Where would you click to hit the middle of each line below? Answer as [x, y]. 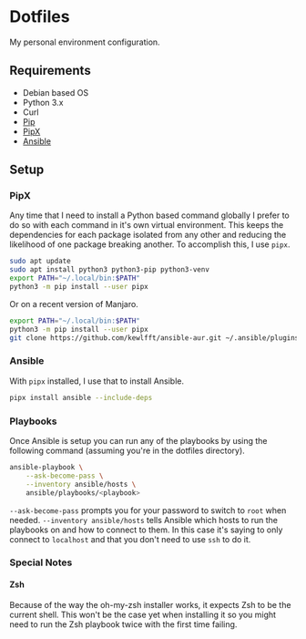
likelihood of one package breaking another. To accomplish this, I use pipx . [150, 244]
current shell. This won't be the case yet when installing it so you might [143, 614]
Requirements [50, 71]
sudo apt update [40, 262]
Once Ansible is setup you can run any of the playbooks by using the [138, 441]
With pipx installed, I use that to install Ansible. [97, 381]
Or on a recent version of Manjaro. [74, 304]
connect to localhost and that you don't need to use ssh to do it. [130, 539]
